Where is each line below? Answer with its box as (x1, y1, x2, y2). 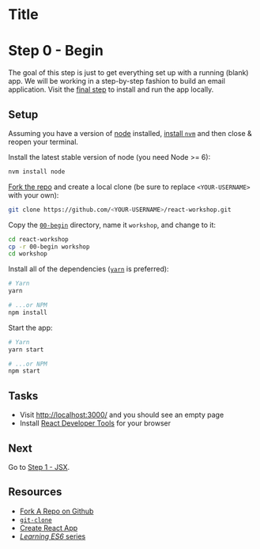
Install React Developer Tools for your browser (19, 418, 171, 428)
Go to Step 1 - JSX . (8, 462, 70, 471)
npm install (8, 309, 47, 316)
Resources (8, 485, 62, 499)
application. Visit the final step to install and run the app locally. (8, 85, 214, 94)
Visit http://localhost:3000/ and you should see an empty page (19, 410, 224, 420)
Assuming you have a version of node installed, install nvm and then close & (8, 128, 253, 138)
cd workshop (8, 250, 47, 258)
